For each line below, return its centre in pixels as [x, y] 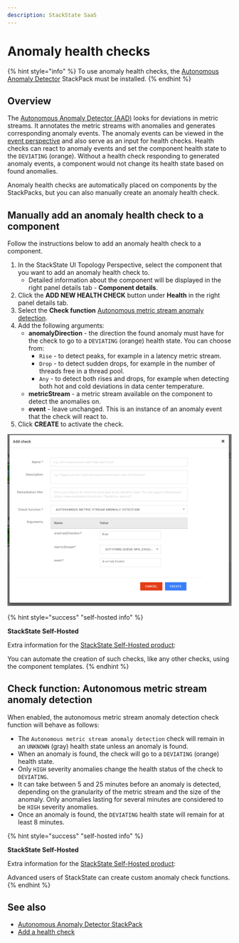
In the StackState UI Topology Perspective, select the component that [120, 265]
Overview [30, 101]
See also [27, 907]
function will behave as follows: [53, 725]
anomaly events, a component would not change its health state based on [116, 163]
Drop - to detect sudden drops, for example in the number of [127, 363]
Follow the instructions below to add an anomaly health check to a [104, 243]
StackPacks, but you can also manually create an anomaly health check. [113, 193]
